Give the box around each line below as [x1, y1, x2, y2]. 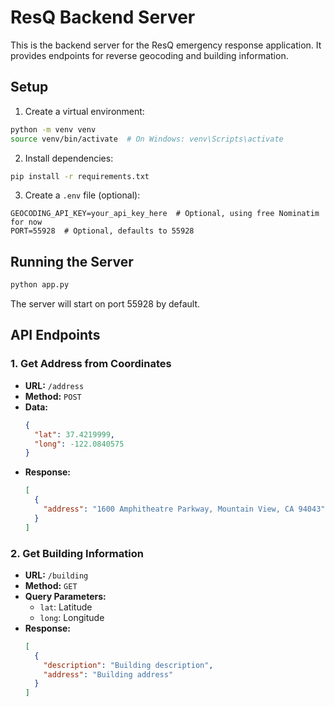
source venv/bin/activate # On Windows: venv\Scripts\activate [10, 134, 284, 144]
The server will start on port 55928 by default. [10, 298, 201, 310]
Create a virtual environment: [24, 105, 145, 117]
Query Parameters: [24, 590, 107, 602]
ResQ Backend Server [10, 6, 196, 29]
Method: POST [24, 390, 82, 402]
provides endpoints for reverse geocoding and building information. [10, 49, 289, 61]
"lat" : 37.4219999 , [34, 429, 116, 440]
